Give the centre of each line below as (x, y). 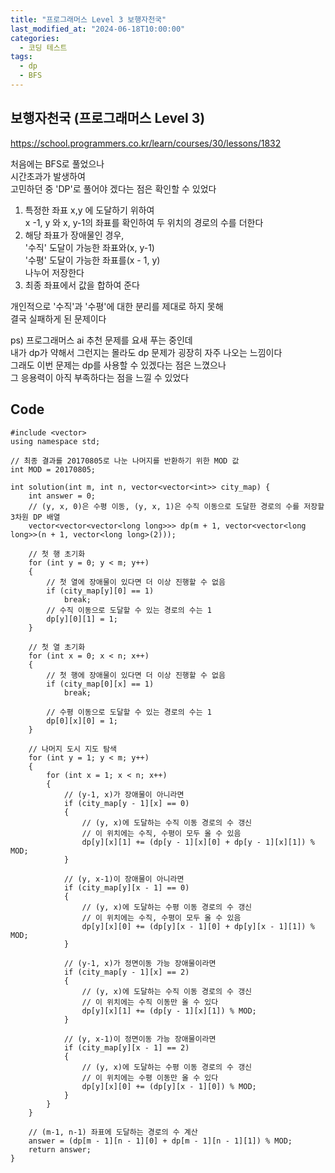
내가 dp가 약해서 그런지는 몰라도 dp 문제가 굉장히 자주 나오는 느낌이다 (146, 352)
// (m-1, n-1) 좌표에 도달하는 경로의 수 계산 (113, 1132)
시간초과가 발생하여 (48, 176)
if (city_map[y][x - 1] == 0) (126, 887)
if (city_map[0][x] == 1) (100, 684)
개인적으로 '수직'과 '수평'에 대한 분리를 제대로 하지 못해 (117, 306)
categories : (35, 38)
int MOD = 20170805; (53, 469)
